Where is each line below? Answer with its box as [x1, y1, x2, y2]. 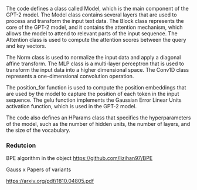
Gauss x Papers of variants [6, 166, 72, 173]
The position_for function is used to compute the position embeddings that [6, 84, 186, 91]
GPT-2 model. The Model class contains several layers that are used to [6, 11, 177, 18]
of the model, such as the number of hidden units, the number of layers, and [6, 121, 191, 127]
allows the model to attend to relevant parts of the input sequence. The [6, 30, 178, 37]
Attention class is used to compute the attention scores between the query [6, 36, 186, 43]
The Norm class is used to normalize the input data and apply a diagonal [6, 54, 181, 61]
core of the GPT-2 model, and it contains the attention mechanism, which [6, 24, 183, 31]
